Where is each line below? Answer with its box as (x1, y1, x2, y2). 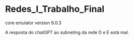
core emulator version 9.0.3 (5, 20, 62, 26)
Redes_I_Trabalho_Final (5, 3, 105, 15)
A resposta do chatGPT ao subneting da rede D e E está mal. (5, 29, 129, 35)
